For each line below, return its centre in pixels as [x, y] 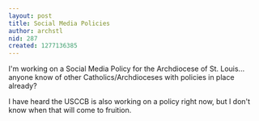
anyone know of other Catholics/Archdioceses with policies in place [121, 77]
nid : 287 [23, 38]
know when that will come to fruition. [70, 111]
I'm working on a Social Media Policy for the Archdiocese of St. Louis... [127, 69]
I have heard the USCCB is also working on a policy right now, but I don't [129, 102]
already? [23, 86]
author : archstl [36, 31]
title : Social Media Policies [59, 23]
